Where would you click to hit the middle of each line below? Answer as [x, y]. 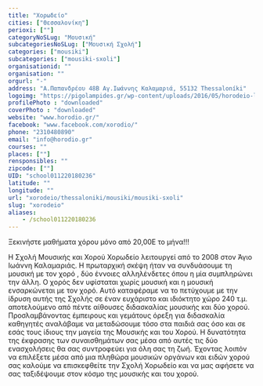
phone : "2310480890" [42, 132]
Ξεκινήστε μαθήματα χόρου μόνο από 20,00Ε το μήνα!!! [99, 242]
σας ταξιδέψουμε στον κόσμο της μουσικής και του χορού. [104, 374]
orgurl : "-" [27, 81]
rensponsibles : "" [38, 162]
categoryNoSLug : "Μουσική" [52, 37]
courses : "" [27, 147]
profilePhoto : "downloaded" [56, 103]
